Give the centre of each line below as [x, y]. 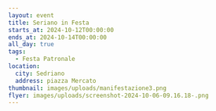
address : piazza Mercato [56, 81]
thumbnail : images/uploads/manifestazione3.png [88, 88]
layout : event [31, 15]
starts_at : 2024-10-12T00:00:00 [61, 30]
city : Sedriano [40, 73]
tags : [17, 52]
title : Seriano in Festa [49, 23]
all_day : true [31, 45]
